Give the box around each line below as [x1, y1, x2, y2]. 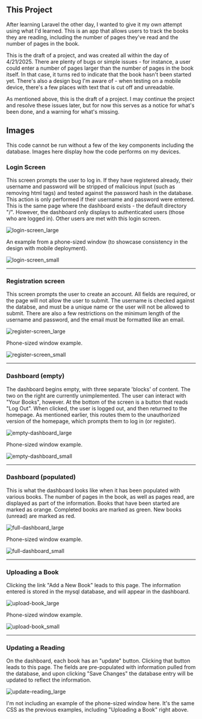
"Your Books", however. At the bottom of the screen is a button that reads [6, 398, 188, 406]
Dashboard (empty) [6, 372, 65, 380]
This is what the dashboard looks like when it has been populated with [6, 487, 180, 494]
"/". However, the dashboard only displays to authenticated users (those [6, 208, 185, 215]
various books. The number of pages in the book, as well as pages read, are [6, 493, 195, 500]
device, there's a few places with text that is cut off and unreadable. [6, 84, 174, 91]
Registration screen [6, 277, 65, 285]
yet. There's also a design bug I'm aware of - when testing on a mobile [6, 77, 182, 84]
